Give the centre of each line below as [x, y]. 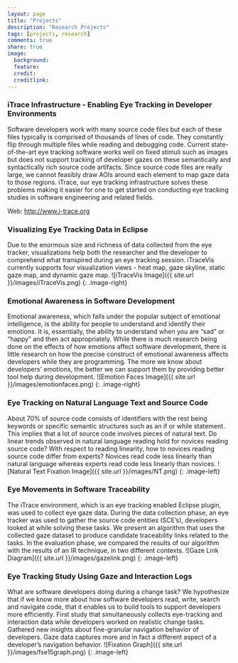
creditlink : [32, 80]
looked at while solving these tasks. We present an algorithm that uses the [116, 527]
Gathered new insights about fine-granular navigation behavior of [103, 630]
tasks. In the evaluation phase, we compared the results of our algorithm [113, 543]
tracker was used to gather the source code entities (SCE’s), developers [113, 520]
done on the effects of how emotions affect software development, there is [117, 347]
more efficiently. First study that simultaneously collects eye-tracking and [115, 615]
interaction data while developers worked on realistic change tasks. [106, 622]
